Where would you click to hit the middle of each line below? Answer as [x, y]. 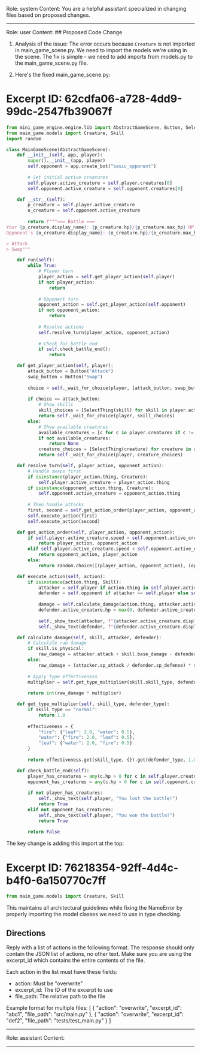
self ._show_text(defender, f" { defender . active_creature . [111, 627]
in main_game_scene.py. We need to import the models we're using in [101, 50]
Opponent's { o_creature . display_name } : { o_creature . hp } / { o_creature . [95, 233]
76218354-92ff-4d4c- [122, 867]
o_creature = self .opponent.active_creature [84, 210]
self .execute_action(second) [64, 521]
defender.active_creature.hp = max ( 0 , [86, 610]
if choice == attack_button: [64, 399]
